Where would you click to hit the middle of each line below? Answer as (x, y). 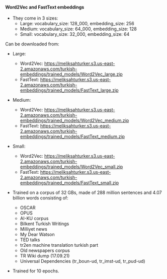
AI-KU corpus (34, 219)
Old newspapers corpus (45, 251)
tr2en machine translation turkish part (59, 245)
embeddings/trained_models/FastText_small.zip (69, 183)
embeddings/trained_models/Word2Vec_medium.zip (74, 120)
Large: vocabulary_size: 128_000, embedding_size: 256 (77, 24)
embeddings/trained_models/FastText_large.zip (69, 90)
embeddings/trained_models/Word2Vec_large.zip (71, 74)
